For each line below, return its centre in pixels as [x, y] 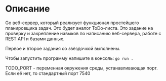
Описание [28, 9]
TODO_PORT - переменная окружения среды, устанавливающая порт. [81, 68]
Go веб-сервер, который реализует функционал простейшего [72, 23]
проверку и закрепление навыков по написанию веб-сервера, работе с [83, 33]
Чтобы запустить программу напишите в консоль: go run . [69, 58]
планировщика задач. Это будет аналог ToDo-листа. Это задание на [79, 28]
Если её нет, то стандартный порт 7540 [48, 73]
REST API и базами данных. [35, 39]
